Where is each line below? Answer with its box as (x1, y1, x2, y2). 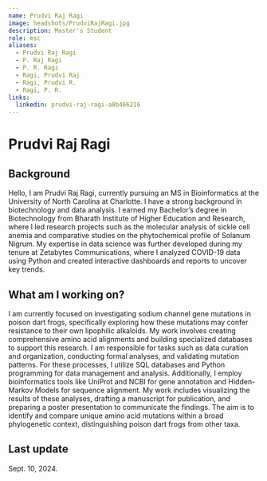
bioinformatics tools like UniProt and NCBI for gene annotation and (8, 376, 227, 386)
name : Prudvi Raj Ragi (8, 11, 84, 20)
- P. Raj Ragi (15, 57, 62, 65)
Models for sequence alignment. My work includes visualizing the (34, 385, 250, 395)
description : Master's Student (8, 26, 112, 34)
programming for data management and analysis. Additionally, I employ (8, 368, 242, 378)
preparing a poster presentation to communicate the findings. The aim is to (8, 402, 255, 411)
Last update (8, 443, 69, 456)
